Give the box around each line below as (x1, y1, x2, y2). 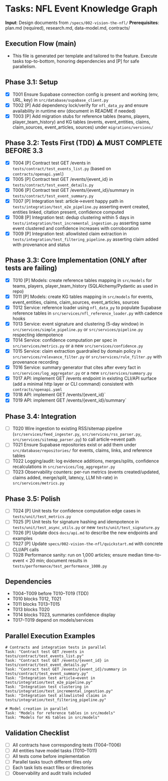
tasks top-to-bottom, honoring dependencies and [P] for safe (12, 58, 139, 64)
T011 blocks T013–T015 (12, 601, 60, 607)
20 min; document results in (29, 557, 88, 564)
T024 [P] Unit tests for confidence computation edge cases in (12, 508, 141, 514)
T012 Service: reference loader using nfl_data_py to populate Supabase (12, 304, 161, 311)
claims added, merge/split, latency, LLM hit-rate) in (12, 474, 118, 481)
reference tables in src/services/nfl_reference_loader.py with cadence (12, 310, 163, 316)
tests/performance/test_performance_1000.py (12, 564, 107, 569)
